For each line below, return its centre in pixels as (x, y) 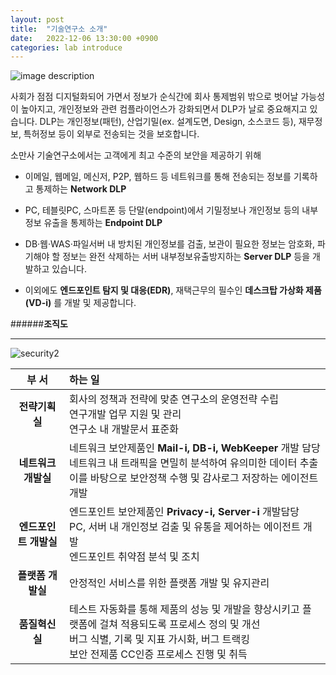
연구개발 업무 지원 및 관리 (125, 414)
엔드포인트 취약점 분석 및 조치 (134, 557)
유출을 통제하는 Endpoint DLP (103, 223)
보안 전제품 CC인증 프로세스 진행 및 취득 (158, 654)
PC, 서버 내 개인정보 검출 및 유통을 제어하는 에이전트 (185, 527)
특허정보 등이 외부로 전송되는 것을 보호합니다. (111, 134)
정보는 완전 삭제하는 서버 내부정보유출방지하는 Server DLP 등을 (186, 257)
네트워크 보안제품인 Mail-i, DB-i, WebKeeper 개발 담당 (195, 448)
